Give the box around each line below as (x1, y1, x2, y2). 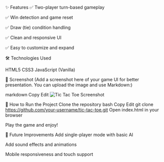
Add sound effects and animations (5, 141, 77, 147)
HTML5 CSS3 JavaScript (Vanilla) (5, 67, 75, 73)
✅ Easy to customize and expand (5, 45, 74, 50)
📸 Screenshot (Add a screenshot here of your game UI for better (5, 77, 139, 82)
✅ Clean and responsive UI (5, 35, 62, 40)
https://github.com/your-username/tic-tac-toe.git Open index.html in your (5, 107, 159, 113)
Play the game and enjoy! (5, 122, 58, 128)
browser (5, 112, 23, 118)
